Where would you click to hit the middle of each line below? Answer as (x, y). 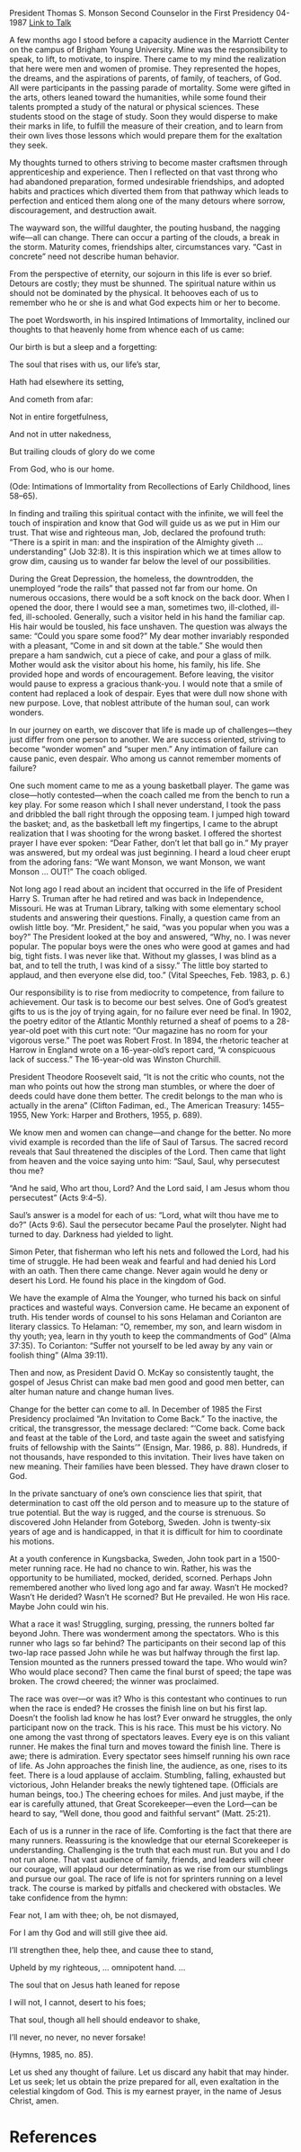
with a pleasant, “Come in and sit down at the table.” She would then (136, 646)
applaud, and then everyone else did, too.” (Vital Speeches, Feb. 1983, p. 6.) (150, 975)
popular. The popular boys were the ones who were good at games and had (150, 946)
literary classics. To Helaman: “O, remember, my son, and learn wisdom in (146, 1327)
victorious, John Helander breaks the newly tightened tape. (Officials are (144, 1784)
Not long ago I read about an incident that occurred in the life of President (146, 889)
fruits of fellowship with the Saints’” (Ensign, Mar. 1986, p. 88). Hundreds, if (148, 1447)
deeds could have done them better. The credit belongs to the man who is (146, 1096)
